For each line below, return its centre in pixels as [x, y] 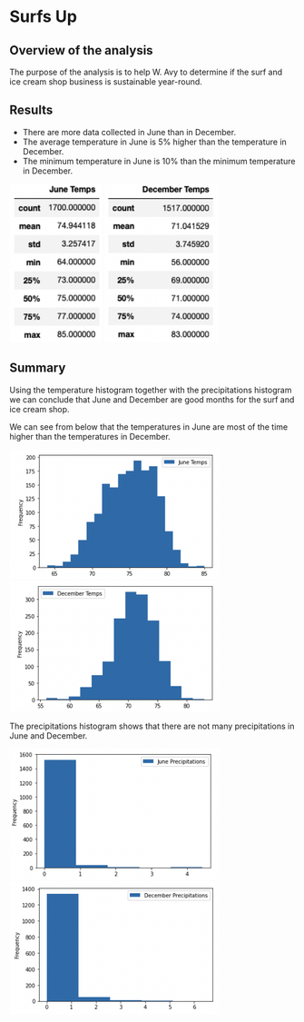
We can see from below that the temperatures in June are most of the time [149, 427]
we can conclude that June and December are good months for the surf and [152, 399]
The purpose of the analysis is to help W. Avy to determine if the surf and [146, 72]
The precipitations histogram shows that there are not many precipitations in [152, 726]
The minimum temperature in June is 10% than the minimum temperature [159, 161]
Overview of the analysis [81, 50]
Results [31, 110]
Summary [38, 368]
